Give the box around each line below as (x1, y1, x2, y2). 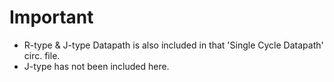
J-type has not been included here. (23, 60, 170, 72)
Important (9, 6, 94, 29)
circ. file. (23, 49, 61, 61)
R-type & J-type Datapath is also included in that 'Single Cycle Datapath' (23, 39, 324, 51)
